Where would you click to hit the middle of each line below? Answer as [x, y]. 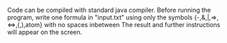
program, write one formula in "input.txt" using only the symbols [100, 17]
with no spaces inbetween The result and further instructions [132, 25]
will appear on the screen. [45, 32]
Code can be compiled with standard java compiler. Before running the [109, 10]
